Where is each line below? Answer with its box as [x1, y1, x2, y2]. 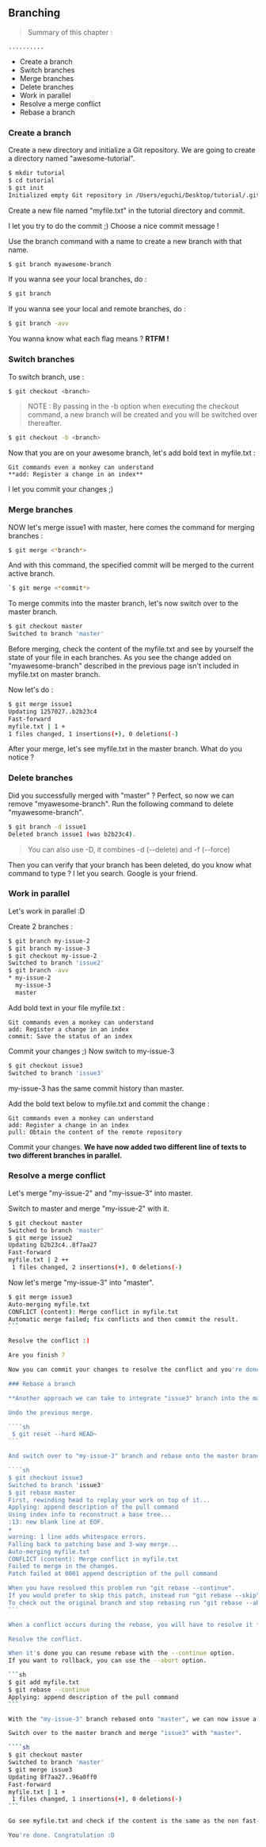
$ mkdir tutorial [8, 169, 66, 177]
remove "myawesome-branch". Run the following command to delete [8, 798, 234, 809]
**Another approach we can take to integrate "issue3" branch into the [8, 1394, 249, 1402]
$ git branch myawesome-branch [8, 260, 112, 269]
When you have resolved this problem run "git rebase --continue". [8, 1584, 236, 1592]
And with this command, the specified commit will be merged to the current [8, 560, 255, 570]
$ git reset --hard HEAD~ [11, 1430, 97, 1439]
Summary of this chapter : [27, 27, 113, 37]
